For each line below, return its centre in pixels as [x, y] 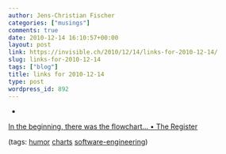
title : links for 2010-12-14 [56, 74]
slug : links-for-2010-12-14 [55, 60]
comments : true [33, 30]
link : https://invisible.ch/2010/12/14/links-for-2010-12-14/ [113, 52]
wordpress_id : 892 [38, 89]
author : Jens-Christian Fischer [61, 15]
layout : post [30, 45]
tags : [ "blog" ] [33, 67]
